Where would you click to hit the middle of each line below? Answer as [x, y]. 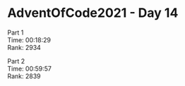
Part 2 [16, 61]
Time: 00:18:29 [29, 39]
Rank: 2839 [24, 76]
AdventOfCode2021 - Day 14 [93, 13]
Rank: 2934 [24, 47]
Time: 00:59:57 [29, 68]
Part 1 [16, 32]
